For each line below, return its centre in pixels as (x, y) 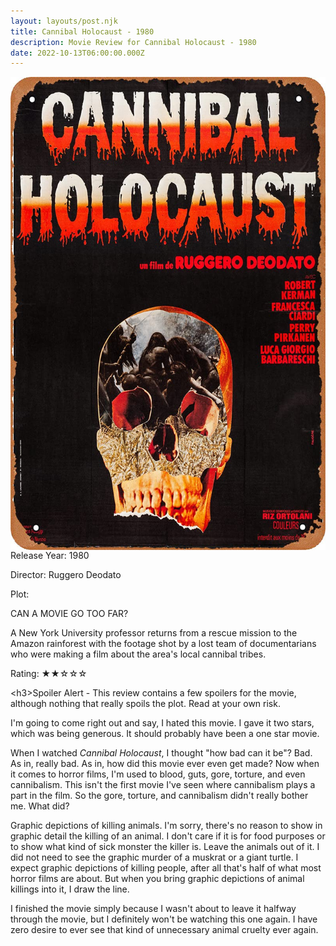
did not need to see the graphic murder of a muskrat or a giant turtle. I (154, 857)
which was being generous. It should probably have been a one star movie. (165, 733)
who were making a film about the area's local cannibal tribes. (138, 654)
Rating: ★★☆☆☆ (49, 673)
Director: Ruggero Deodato (66, 574)
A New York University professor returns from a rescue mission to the (154, 632)
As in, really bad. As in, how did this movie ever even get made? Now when (165, 763)
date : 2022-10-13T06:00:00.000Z (77, 53)
